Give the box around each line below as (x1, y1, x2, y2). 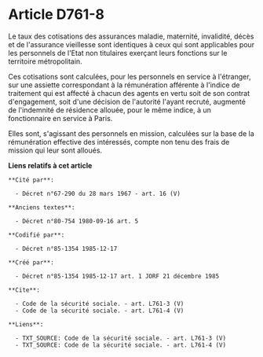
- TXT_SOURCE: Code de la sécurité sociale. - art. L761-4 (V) (15, 340, 226, 349)
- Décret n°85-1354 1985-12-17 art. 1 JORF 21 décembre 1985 (15, 272, 220, 280)
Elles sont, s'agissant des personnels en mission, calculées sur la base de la (8, 128, 255, 138)
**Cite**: (8, 285, 41, 294)
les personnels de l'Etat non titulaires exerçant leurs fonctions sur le (8, 48, 228, 57)
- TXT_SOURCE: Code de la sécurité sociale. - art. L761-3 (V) (15, 334, 226, 342)
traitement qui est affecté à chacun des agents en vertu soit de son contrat (8, 88, 250, 98)
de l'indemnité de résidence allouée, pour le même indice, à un (8, 105, 212, 115)
